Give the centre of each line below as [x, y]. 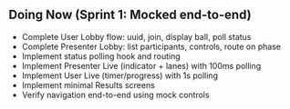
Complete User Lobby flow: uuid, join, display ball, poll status [136, 36]
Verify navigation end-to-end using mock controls [116, 94]
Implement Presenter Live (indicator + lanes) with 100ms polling [141, 65]
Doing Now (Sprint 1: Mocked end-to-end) [130, 15]
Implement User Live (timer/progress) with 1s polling [119, 75]
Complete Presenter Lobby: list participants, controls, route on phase [151, 46]
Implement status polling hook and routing [101, 56]
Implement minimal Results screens [88, 84]
